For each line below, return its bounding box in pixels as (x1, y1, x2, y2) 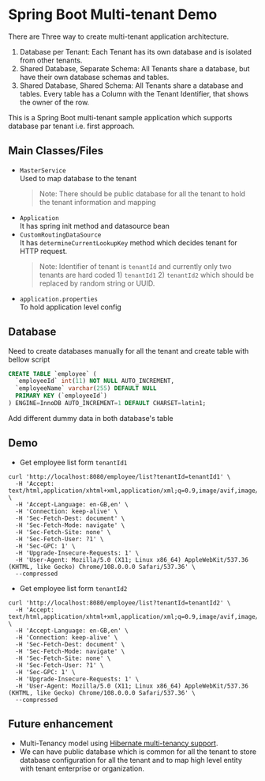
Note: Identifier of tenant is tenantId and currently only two (39, 261, 232, 271)
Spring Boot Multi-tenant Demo (8, 6, 218, 24)
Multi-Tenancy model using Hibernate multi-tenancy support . (19, 738, 218, 748)
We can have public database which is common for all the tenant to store (19, 746, 257, 756)
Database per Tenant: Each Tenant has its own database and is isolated (19, 47, 252, 56)
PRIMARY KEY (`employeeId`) (15, 392, 108, 400)
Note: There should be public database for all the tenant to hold (39, 188, 246, 199)
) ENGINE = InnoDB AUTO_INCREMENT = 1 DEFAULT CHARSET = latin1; (8, 400, 207, 408)
